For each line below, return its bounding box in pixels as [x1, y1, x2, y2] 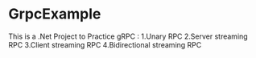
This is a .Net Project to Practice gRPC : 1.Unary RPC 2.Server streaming [8, 31, 248, 41]
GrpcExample [8, 5, 101, 23]
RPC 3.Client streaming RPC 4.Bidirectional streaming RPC [8, 39, 202, 49]
